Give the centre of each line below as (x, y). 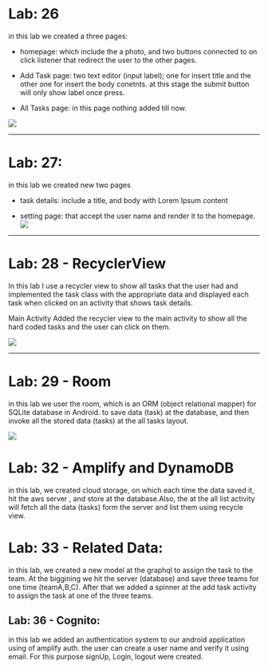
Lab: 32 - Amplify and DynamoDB (121, 468)
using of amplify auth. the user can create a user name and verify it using (129, 648)
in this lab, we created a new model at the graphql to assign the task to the (131, 570)
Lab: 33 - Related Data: (86, 548)
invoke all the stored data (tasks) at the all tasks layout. (99, 420)
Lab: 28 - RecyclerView (87, 264)
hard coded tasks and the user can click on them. (90, 327)
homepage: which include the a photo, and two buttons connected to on (138, 51)
